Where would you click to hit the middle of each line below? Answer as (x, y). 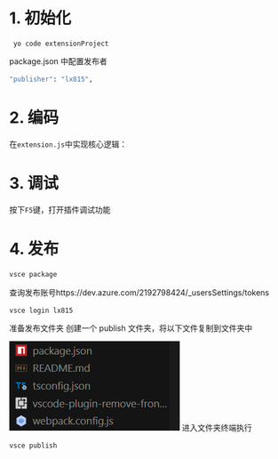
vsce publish (33, 446)
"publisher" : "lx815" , (51, 79)
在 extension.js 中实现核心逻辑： (68, 144)
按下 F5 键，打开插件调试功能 (60, 209)
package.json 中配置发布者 (59, 61)
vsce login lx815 (41, 310)
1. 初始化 (40, 18)
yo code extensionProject (61, 44)
